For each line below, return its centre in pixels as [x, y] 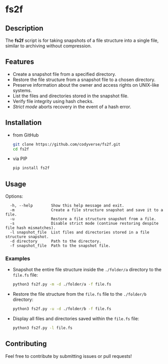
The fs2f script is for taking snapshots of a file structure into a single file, [82, 40]
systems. [22, 90]
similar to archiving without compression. [49, 46]
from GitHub [26, 135]
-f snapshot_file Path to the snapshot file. [60, 246]
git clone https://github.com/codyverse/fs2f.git [67, 144]
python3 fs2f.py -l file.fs [42, 328]
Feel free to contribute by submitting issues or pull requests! [68, 356]
